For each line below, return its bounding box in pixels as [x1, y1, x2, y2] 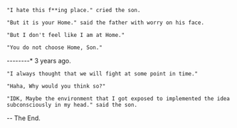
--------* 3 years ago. [6, 57, 72, 65]
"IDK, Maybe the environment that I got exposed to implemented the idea [6, 95, 231, 102]
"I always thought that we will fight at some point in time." [6, 70, 199, 78]
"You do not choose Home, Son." [6, 44, 102, 51]
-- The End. [6, 114, 41, 122]
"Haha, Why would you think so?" [6, 82, 106, 90]
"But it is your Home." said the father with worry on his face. [6, 19, 204, 26]
